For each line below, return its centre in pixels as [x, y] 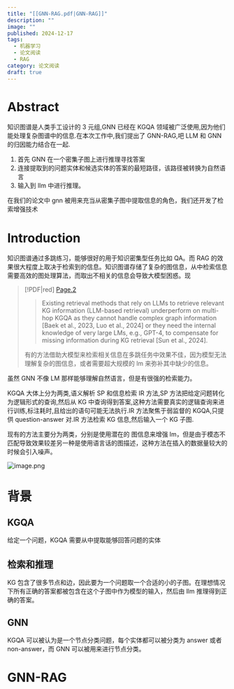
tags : [15, 40]
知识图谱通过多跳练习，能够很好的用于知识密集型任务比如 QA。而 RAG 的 [112, 258]
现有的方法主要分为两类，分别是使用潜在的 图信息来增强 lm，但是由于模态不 [116, 434]
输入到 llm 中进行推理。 [51, 185]
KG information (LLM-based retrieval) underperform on [121, 311]
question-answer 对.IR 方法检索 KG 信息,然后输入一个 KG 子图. [104, 420]
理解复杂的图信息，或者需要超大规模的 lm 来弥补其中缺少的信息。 [118, 364]
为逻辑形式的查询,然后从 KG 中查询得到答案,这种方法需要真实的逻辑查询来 [113, 402]
